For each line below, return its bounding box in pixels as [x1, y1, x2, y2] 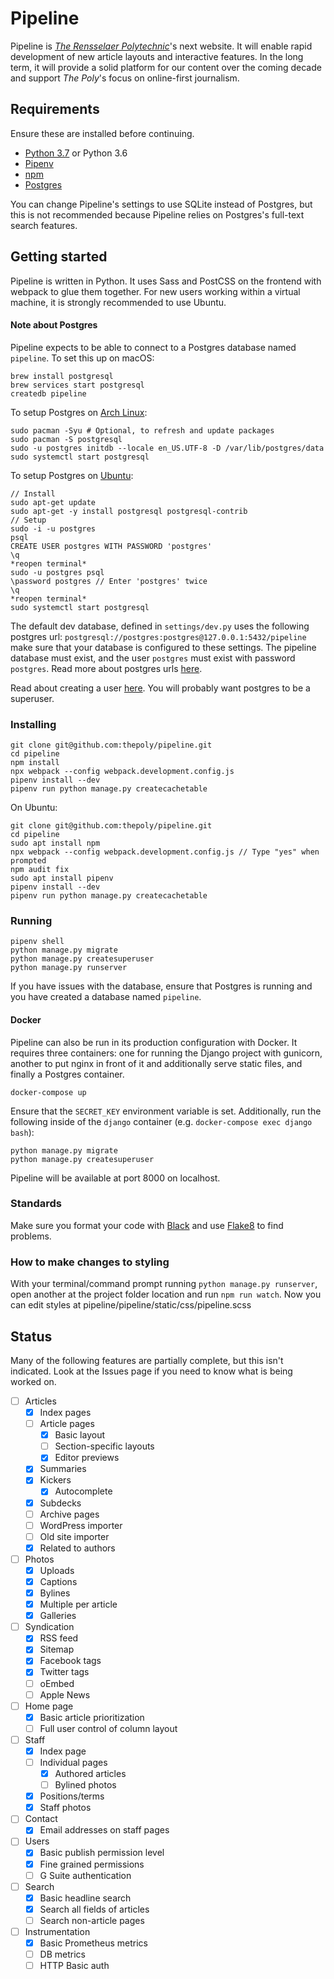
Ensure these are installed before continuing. [10, 127, 195, 139]
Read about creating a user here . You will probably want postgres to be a [10, 682, 311, 694]
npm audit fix [10, 865, 70, 875]
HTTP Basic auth [39, 1960, 110, 1972]
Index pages [39, 1407, 92, 1419]
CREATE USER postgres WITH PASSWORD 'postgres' [10, 541, 213, 551]
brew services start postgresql [10, 380, 145, 390]
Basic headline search [39, 1892, 132, 1904]
